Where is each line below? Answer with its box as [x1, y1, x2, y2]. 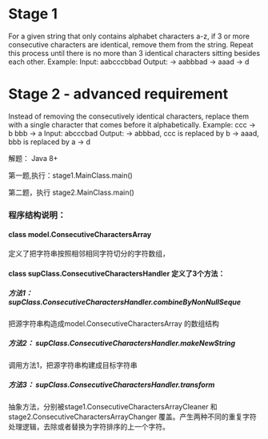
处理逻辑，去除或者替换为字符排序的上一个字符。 [8, 421, 170, 431]
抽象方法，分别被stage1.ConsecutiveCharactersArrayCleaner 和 [8, 401, 218, 411]
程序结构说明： [8, 209, 66, 220]
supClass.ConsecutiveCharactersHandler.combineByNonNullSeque [8, 297, 242, 307]
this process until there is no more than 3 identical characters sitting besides [8, 48, 261, 58]
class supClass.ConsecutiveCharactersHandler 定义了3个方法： [8, 268, 226, 278]
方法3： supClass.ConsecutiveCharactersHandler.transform [8, 380, 215, 389]
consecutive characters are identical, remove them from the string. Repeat [8, 39, 254, 49]
